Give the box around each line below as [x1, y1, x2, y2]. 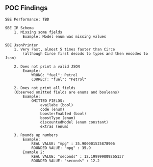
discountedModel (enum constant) [40, 119, 109, 124]
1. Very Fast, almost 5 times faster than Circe [14, 47, 115, 52]
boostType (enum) [40, 115, 76, 120]
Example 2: [23, 149, 45, 155]
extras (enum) [40, 124, 69, 129]
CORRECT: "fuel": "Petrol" [31, 77, 87, 82]
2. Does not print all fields [14, 85, 76, 90]
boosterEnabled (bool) [40, 111, 87, 116]
